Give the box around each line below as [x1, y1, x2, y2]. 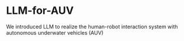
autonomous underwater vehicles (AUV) [6, 29, 104, 36]
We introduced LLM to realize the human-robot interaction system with [6, 23, 178, 30]
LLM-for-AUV [6, 4, 74, 17]
